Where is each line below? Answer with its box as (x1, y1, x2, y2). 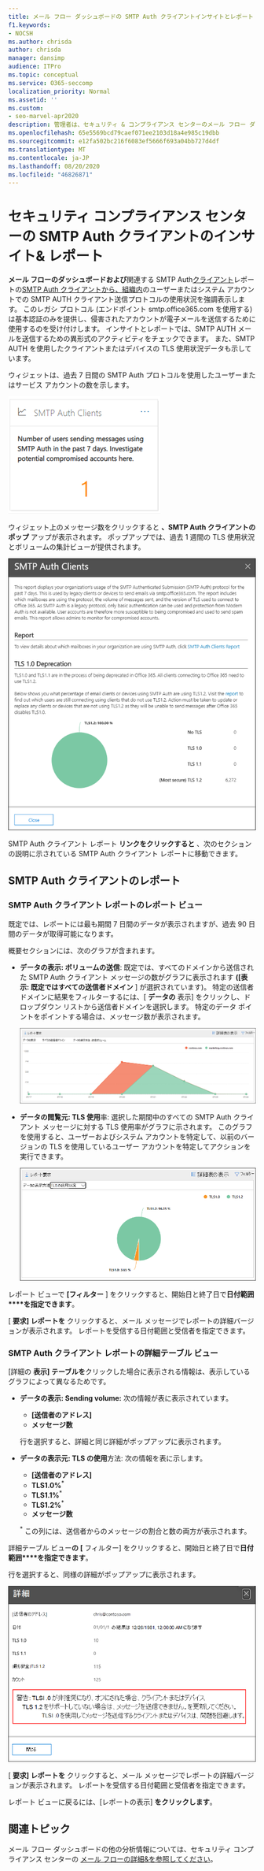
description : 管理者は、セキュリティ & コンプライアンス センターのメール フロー (8, 121, 246, 129)
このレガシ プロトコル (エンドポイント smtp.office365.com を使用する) (23, 304, 253, 314)
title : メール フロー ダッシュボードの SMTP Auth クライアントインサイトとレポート (8, 13, 254, 20)
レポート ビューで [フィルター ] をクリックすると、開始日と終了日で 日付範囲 (8, 1290, 255, 1299)
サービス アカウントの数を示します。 (14, 381, 134, 390)
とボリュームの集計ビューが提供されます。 (8, 542, 145, 551)
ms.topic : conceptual (8, 71, 79, 79)
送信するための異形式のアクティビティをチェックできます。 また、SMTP (21, 334, 255, 343)
